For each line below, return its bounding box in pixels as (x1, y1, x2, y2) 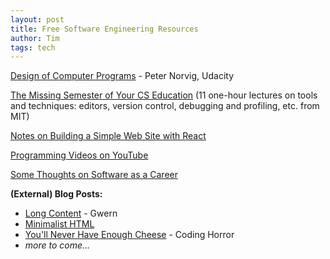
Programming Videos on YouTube (10, 149, 149, 161)
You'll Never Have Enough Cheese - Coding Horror (24, 229, 235, 241)
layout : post (10, 14, 65, 25)
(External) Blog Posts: (10, 188, 103, 200)
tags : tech (10, 42, 56, 53)
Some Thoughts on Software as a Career (10, 169, 178, 181)
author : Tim (10, 33, 60, 43)
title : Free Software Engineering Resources (10, 24, 199, 34)
